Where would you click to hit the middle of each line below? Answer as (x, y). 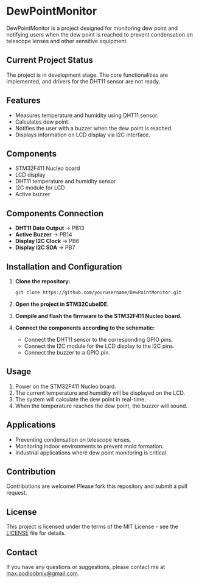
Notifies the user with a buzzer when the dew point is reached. (94, 128)
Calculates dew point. (42, 122)
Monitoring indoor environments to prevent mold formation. (89, 446)
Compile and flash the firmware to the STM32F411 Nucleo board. (99, 316)
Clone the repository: (43, 281)
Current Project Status (50, 60)
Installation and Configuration (64, 267)
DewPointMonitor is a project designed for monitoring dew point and (92, 28)
